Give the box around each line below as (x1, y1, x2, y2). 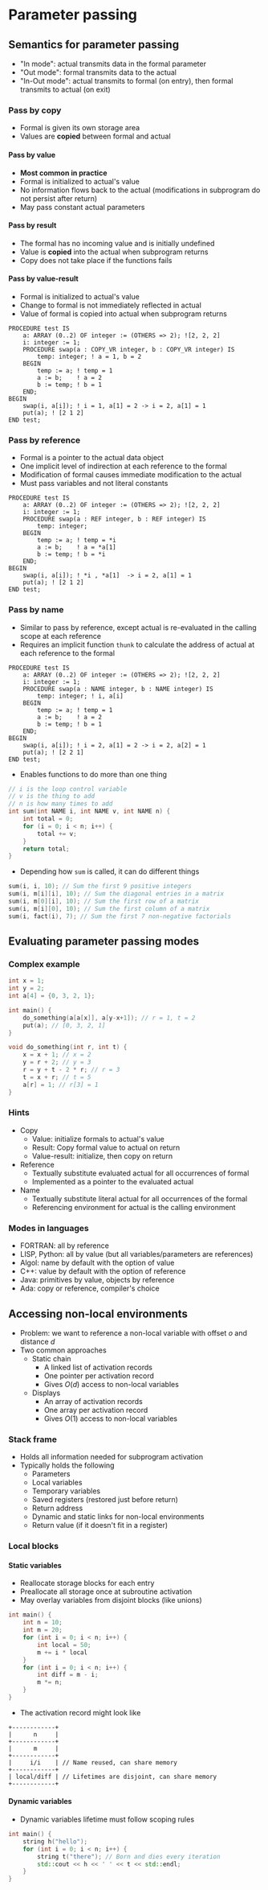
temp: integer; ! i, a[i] (37, 692, 124, 700)
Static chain (31, 1353, 71, 1363)
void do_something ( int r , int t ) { (8, 1044, 128, 1052)
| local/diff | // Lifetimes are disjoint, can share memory (8, 1773, 217, 1781)
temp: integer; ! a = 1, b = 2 (37, 352, 142, 360)
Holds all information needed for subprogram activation (19, 1452, 203, 1462)
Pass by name (8, 604, 64, 616)
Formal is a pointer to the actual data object (19, 453, 164, 463)
